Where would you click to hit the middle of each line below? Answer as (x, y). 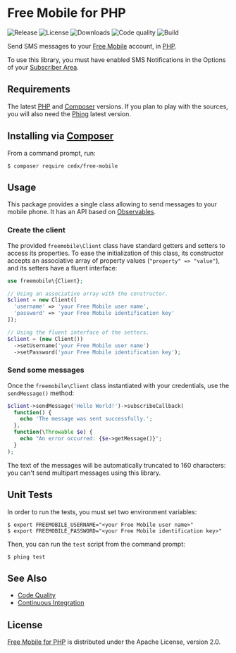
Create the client (36, 230)
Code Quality (37, 595)
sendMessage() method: (41, 393)
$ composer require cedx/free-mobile (63, 166)
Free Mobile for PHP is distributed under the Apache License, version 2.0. (114, 642)
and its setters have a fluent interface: (62, 268)
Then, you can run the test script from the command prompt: (96, 544)
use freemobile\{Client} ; (45, 281)
